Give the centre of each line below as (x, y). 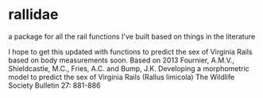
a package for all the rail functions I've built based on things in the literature (132, 36)
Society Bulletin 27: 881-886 (54, 85)
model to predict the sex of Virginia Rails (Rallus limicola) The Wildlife (122, 77)
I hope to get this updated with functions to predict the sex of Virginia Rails (130, 51)
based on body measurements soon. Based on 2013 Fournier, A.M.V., (121, 60)
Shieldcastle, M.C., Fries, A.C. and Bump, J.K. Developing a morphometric (129, 68)
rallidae (33, 15)
